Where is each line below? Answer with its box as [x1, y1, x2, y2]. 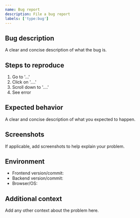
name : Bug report [5, 7, 40, 12]
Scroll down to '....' [12, 84, 49, 90]
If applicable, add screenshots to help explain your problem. [5, 143, 125, 149]
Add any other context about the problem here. [5, 207, 99, 214]
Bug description [5, 34, 54, 42]
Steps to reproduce [5, 61, 64, 69]
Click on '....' [12, 79, 37, 85]
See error [12, 89, 31, 95]
